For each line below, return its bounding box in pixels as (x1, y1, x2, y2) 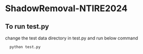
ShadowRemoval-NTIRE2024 (5, 3, 128, 14)
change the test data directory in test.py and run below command (5, 35, 138, 41)
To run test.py (5, 22, 49, 31)
